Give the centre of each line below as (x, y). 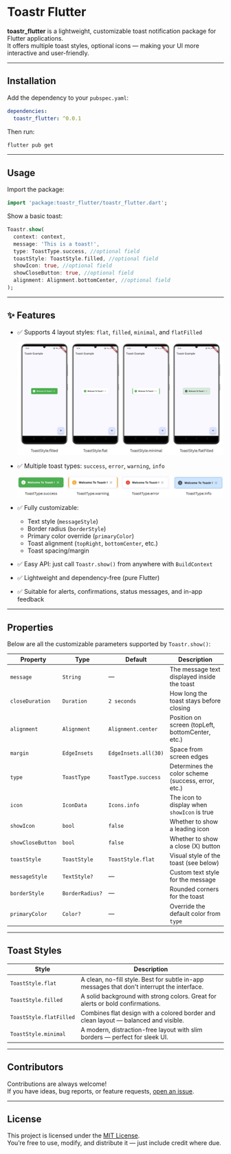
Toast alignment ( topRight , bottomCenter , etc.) (92, 544)
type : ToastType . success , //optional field (76, 251)
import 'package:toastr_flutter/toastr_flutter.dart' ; (87, 203)
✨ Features (31, 316)
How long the (188, 693)
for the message (193, 879)
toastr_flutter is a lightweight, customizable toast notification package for (112, 31)
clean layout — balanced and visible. (132, 1021)
